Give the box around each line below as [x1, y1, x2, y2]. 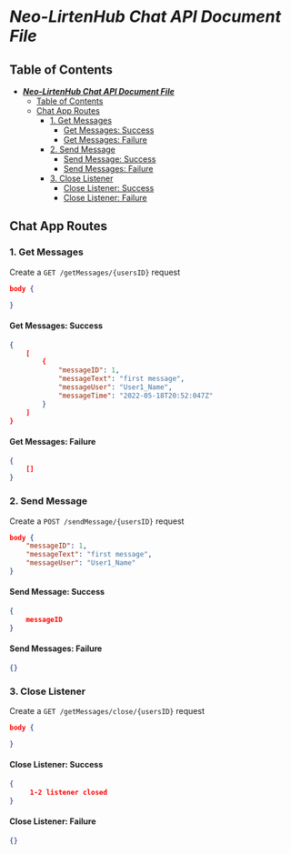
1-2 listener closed [29, 788, 107, 797]
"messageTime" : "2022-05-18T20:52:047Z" [57, 391, 214, 400]
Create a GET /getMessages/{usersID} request [9, 266, 181, 277]
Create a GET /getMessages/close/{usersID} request [9, 706, 205, 717]
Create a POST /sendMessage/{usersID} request [9, 516, 185, 527]
